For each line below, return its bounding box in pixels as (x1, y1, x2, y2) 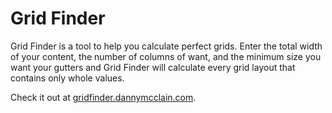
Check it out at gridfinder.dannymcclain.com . (10, 91, 197, 103)
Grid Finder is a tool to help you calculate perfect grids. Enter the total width (10, 40, 323, 52)
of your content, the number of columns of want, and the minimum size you (10, 50, 322, 62)
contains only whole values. (10, 72, 125, 84)
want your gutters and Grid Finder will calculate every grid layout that (10, 61, 296, 73)
